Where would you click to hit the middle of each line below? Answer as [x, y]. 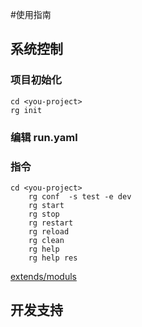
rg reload [49, 231]
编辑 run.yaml [44, 137]
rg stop [44, 214]
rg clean [46, 240]
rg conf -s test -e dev [80, 196]
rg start [46, 205]
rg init [26, 110]
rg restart [51, 223]
